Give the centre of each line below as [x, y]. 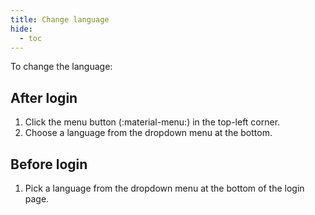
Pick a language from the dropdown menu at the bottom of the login [164, 188]
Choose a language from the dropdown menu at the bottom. [148, 133]
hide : [21, 29]
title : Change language [60, 19]
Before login [49, 164]
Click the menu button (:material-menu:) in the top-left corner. [152, 122]
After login [44, 97]
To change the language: [61, 67]
